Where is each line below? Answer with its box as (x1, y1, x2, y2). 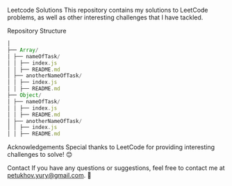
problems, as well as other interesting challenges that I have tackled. (7, 13, 204, 22)
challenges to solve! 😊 (7, 151, 73, 159)
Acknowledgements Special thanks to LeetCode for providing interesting (7, 143, 215, 151)
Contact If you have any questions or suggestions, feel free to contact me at (7, 164, 225, 172)
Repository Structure (7, 27, 67, 35)
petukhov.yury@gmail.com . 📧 (7, 171, 92, 180)
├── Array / (7, 46, 39, 53)
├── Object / (7, 92, 42, 99)
